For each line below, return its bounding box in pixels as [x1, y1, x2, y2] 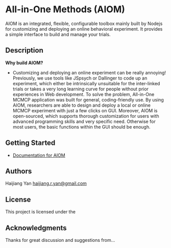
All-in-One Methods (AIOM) [5, 4, 125, 15]
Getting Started [5, 139, 56, 147]
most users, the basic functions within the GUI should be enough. [12, 123, 151, 130]
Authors [5, 167, 32, 176]
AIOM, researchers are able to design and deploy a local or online [12, 102, 151, 108]
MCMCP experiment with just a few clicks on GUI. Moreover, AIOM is [12, 107, 158, 113]
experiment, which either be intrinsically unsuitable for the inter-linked [12, 80, 160, 86]
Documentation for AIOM [12, 152, 65, 158]
